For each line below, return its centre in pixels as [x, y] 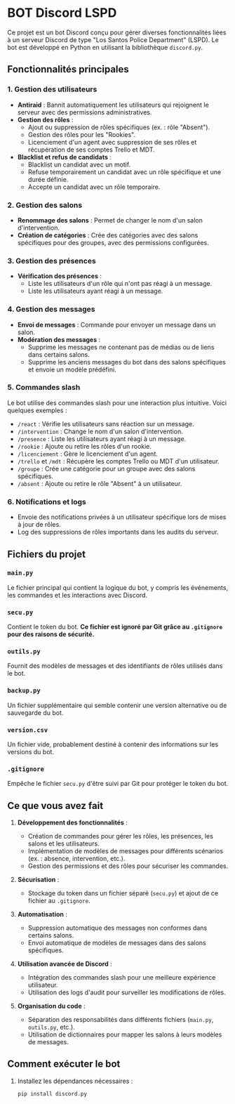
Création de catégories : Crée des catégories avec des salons [108, 235]
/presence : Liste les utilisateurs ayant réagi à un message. [102, 439]
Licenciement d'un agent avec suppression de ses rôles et [112, 142]
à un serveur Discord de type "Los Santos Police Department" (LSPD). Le [113, 39]
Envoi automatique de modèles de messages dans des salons [117, 943]
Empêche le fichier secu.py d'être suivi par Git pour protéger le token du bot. [118, 784]
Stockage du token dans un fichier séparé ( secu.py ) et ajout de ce [123, 893]
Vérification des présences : [59, 276]
